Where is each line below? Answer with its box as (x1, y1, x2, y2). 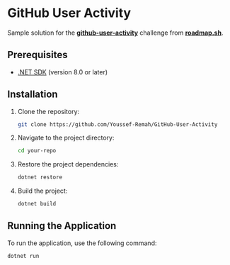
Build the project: (17, 186, 68, 196)
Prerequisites (7, 49, 68, 61)
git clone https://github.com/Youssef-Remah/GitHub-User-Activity (17, 120, 218, 128)
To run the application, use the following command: (7, 239, 157, 247)
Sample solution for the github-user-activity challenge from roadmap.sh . (7, 28, 224, 37)
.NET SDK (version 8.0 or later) (17, 67, 108, 76)
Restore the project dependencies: (17, 160, 119, 169)
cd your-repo (17, 147, 57, 154)
